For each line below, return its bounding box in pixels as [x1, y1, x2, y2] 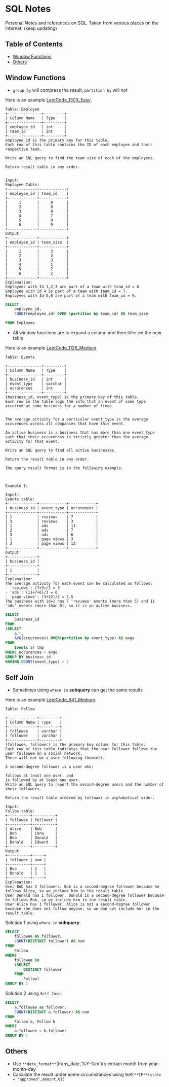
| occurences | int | [5, 386, 67, 391]
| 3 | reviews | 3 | [5, 519, 99, 524]
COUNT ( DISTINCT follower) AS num [14, 939, 85, 944]
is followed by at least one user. [5, 777, 80, 783]
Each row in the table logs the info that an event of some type [5, 399, 146, 404]
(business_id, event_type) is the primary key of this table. [5, 395, 139, 400]
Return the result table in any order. [5, 457, 90, 462]
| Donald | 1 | [5, 870, 47, 875]
